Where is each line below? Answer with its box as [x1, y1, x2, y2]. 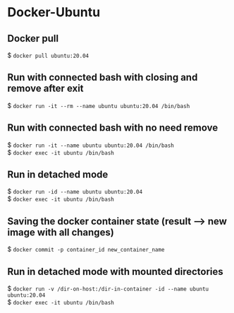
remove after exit [7, 83, 84, 95]
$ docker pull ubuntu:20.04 [7, 51, 90, 59]
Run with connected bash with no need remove [7, 122, 218, 134]
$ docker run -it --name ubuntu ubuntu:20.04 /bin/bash [7, 141, 175, 149]
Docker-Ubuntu [7, 4, 101, 20]
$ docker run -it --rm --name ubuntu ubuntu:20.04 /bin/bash [7, 101, 190, 110]
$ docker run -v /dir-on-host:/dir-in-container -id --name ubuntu [7, 284, 209, 293]
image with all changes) [7, 226, 114, 238]
